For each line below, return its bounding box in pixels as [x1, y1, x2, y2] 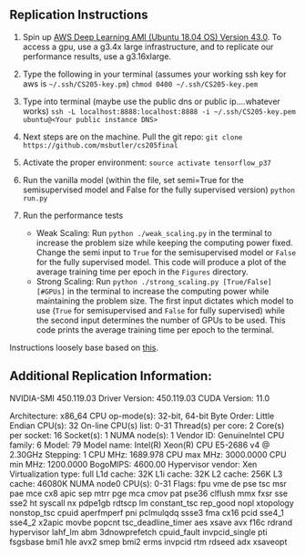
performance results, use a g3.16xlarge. [22, 50, 171, 62]
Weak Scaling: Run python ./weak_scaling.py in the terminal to [36, 227, 272, 238]
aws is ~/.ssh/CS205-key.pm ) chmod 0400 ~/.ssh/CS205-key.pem [22, 77, 259, 89]
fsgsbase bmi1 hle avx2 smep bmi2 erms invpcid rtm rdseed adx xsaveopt [9, 536, 288, 547]
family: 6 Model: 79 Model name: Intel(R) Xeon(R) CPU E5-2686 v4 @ [9, 439, 270, 450]
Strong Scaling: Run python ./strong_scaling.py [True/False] [36, 275, 272, 286]
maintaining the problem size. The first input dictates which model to [36, 295, 294, 306]
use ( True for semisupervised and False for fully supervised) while [36, 304, 285, 315]
